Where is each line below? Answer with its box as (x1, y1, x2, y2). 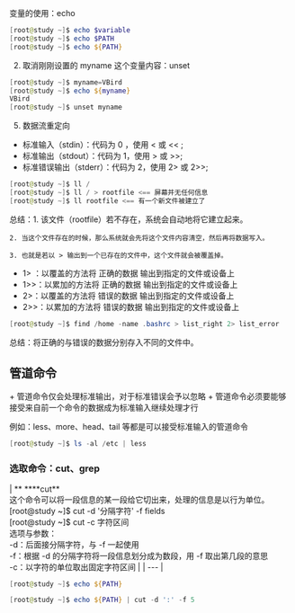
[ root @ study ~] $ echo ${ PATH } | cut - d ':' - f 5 (9, 596, 195, 605)
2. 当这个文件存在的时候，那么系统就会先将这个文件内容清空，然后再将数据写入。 (9, 233, 270, 243)
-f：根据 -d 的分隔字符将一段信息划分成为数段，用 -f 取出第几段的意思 (9, 550, 269, 561)
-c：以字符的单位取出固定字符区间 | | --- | (9, 561, 164, 573)
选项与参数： (9, 528, 57, 538)
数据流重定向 (22, 120, 70, 131)
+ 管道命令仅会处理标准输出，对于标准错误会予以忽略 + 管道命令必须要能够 (9, 391, 287, 402)
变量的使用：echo (9, 8, 76, 18)
